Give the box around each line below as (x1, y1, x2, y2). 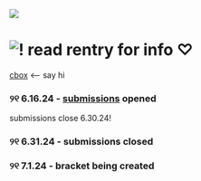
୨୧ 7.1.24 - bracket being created (9, 159, 155, 172)
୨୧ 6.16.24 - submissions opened (9, 91, 157, 104)
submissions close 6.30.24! (9, 113, 111, 124)
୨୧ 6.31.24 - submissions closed (9, 136, 154, 148)
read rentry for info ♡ (27, 40, 194, 61)
